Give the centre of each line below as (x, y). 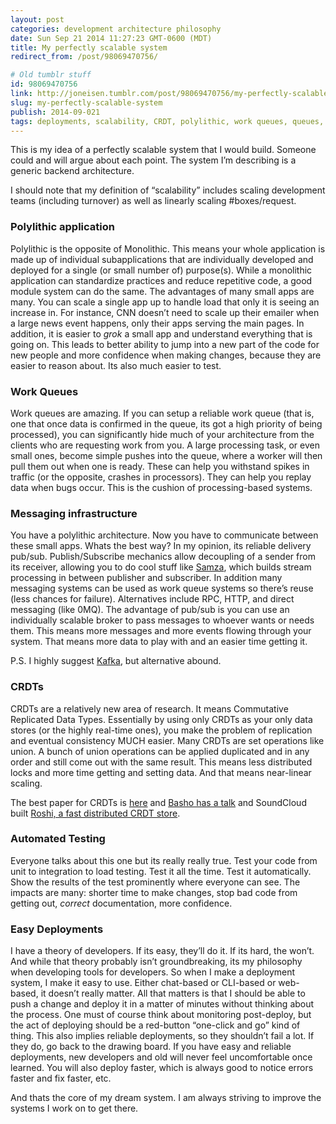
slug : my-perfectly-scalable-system (86, 102)
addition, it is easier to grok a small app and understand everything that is (161, 333)
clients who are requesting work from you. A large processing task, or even (165, 445)
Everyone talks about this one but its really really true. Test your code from (164, 860)
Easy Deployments (57, 929)
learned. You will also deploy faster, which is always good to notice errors (162, 1068)
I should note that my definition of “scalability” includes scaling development (168, 190)
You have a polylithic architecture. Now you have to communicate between (164, 535)
